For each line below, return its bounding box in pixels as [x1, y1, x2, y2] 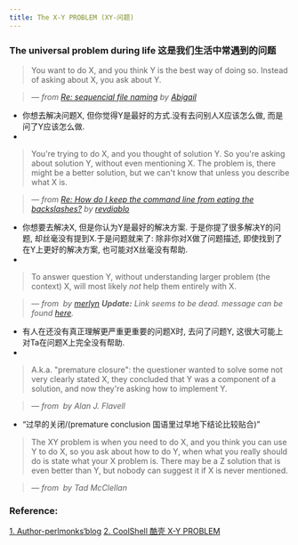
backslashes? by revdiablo [30, 203, 130, 214]
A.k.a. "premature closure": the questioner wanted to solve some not [30, 364, 283, 375]
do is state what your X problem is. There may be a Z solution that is [30, 455, 281, 466]
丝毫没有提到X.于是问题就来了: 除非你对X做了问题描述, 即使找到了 [42, 232, 283, 243]
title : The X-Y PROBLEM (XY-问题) [9, 12, 135, 22]
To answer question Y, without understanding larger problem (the [30, 271, 271, 281]
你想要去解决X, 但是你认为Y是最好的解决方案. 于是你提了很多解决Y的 [21, 222, 274, 232]
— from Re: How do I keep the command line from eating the [30, 193, 254, 205]
